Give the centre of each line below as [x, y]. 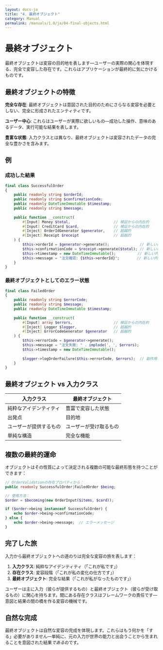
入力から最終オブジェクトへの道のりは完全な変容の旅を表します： [71, 556]
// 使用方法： [17, 496]
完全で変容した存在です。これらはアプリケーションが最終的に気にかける [85, 69]
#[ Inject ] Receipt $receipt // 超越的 [77, 236]
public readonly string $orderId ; [49, 195]
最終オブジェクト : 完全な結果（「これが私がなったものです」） [73, 579]
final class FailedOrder [30, 291]
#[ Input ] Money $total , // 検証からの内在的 [86, 222]
